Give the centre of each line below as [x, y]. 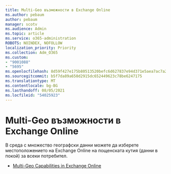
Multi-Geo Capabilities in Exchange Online [57, 166]
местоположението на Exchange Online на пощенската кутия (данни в [81, 151]
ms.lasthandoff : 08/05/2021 [35, 90]
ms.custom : [17, 57]
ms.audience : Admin [26, 29]
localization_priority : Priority [41, 48]
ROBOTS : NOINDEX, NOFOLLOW [34, 43]
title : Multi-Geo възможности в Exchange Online [58, 10]
